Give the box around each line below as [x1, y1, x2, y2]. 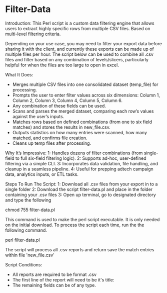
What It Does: [5, 71, 33, 77]
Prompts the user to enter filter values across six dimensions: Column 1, [12, 92, 160, 98]
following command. [5, 227, 47, 233]
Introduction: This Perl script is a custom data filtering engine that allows [5, 20, 154, 26]
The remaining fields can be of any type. [12, 282, 96, 288]
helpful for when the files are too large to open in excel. [5, 62, 119, 68]
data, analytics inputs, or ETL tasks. [5, 171, 78, 177]
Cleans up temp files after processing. [12, 140, 91, 146]
